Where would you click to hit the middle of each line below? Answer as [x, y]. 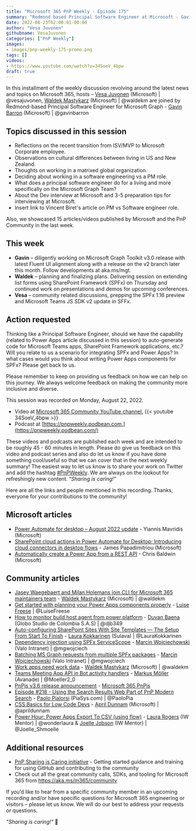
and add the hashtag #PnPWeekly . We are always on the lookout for [87, 473]
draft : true [20, 71]
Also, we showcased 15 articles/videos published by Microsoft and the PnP [96, 219]
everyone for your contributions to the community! [66, 496]
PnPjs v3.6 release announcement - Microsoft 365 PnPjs [82, 686]
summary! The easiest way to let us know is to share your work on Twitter [95, 466]
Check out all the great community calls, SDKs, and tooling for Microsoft [101, 774]
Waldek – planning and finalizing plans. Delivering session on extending [101, 276]
